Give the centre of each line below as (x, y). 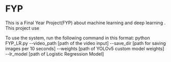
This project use (22, 28)
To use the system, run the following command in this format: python (78, 38)
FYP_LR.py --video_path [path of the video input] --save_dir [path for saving (86, 43)
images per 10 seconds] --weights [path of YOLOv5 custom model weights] (85, 48)
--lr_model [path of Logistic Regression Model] (55, 54)
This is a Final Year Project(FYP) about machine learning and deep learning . (86, 23)
